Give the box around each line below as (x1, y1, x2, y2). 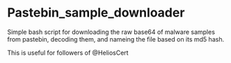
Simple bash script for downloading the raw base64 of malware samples (7, 28, 216, 36)
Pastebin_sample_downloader (7, 5, 185, 21)
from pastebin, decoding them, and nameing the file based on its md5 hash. (7, 35, 225, 43)
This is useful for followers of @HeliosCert (7, 48, 129, 57)
